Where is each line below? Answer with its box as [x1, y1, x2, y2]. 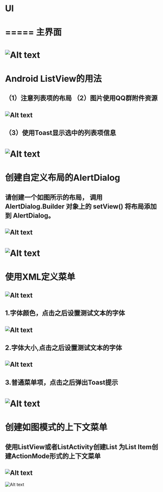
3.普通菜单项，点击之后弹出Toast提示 [5, 378, 118, 386]
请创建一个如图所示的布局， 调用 [5, 193, 103, 201]
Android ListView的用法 [5, 73, 102, 84]
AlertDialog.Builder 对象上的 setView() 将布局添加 [5, 202, 157, 210]
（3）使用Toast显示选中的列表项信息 [5, 129, 116, 137]
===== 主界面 [5, 27, 62, 38]
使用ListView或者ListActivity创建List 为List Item [5, 443, 152, 451]
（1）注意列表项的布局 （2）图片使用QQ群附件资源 [5, 94, 158, 102]
